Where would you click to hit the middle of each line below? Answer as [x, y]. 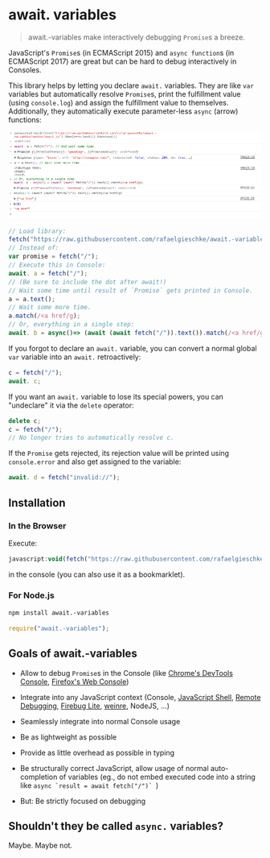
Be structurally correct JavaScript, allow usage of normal [114, 768]
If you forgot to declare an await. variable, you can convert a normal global [133, 348]
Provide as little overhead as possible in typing [97, 752]
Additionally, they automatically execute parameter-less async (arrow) [123, 111]
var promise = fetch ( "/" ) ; [53, 257]
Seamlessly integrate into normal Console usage [100, 721]
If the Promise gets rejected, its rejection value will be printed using [119, 454]
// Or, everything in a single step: [72, 325]
